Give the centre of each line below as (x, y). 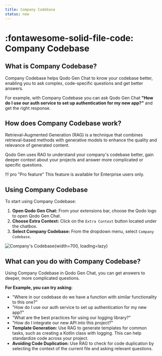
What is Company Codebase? (51, 66)
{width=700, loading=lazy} (81, 246)
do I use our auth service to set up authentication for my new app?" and (79, 103)
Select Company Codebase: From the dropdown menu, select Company (83, 232)
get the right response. (28, 108)
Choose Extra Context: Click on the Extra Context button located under (84, 221)
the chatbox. (25, 226)
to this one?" (25, 302)
